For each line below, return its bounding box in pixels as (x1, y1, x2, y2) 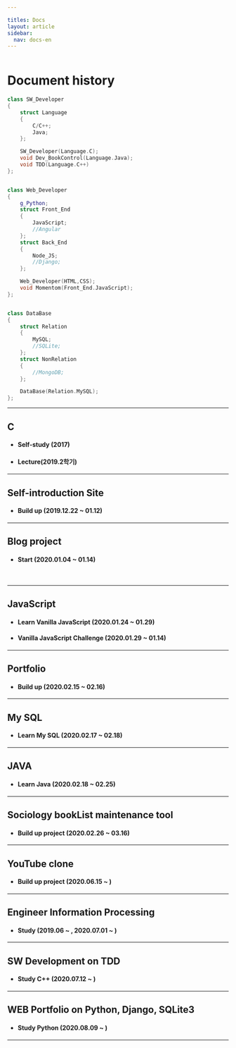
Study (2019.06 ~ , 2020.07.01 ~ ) (17, 926, 117, 935)
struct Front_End (20, 206, 71, 214)
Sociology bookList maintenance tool (7, 808, 173, 821)
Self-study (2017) (17, 440, 70, 449)
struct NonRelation (20, 355, 77, 363)
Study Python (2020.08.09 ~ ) (17, 1023, 107, 1032)
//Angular (32, 226, 61, 233)
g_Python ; (20, 199, 49, 206)
